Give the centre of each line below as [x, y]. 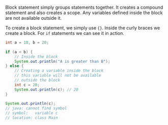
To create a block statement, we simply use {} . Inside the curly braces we [83, 28]
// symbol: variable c [32, 113]
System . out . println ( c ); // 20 [47, 90]
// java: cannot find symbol [36, 108]
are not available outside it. [34, 18]
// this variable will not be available [58, 75]
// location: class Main [32, 118]
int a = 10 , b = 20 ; [27, 43]
